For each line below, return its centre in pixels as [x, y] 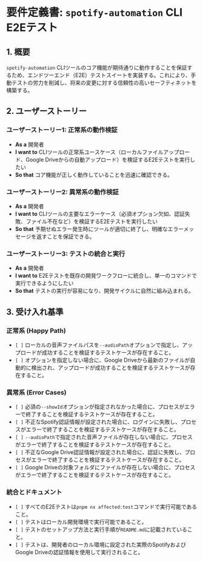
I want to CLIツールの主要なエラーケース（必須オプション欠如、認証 [100, 213]
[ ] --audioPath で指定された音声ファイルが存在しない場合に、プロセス [104, 437]
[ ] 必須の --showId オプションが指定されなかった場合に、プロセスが [100, 407]
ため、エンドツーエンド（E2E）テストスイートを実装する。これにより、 [101, 75]
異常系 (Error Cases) [36, 392]
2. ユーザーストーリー [47, 111]
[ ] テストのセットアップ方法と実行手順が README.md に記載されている [101, 529]
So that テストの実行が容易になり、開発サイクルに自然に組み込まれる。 [104, 291]
